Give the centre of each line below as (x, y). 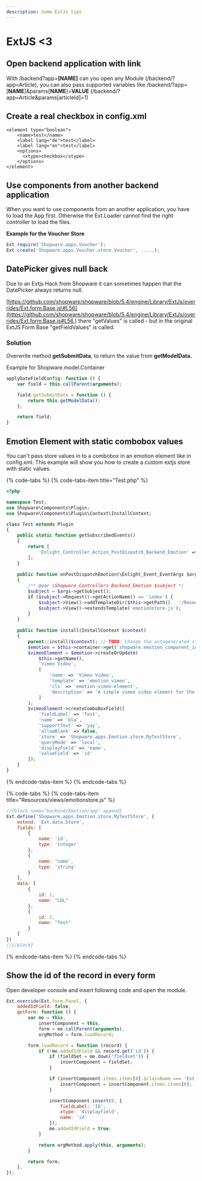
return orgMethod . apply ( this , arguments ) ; (92, 1145)
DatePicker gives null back (57, 269)
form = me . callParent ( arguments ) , (81, 1029)
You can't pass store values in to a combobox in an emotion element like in (99, 456)
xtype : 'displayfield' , (90, 1112)
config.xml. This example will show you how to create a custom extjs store (98, 462)
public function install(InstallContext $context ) (82, 631)
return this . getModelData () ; (64, 401)
